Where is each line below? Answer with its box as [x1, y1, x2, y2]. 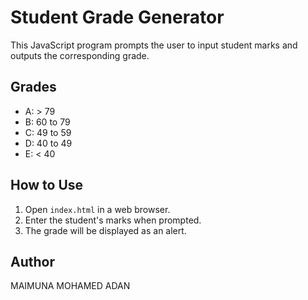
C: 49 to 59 [24, 126, 72, 138]
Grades [10, 79, 57, 96]
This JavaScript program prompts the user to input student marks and [10, 39, 298, 51]
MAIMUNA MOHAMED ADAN [10, 280, 131, 292]
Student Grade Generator [10, 6, 225, 29]
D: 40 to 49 [24, 137, 73, 149]
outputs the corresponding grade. [10, 49, 150, 61]
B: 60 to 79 [24, 116, 71, 128]
